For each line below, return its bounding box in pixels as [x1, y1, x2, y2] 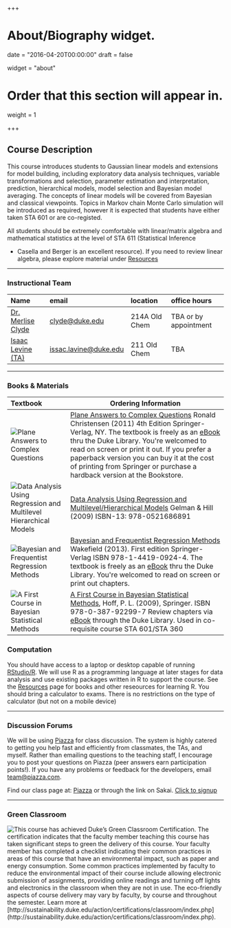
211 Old [130, 340, 157, 349]
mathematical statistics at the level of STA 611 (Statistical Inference [7, 234, 196, 242]
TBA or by [170, 311, 203, 321]
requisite [69, 624, 98, 634]
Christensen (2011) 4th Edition [69, 419, 171, 428]
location [130, 296, 158, 305]
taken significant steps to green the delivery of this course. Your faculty [7, 840, 210, 848]
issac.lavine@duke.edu [49, 344, 124, 354]
